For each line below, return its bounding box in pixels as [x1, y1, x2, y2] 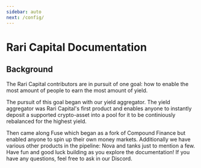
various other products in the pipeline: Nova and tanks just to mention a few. [6, 142, 196, 149]
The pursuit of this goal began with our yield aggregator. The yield [6, 98, 170, 105]
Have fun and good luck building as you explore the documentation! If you [6, 148, 190, 155]
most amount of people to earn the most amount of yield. [6, 87, 148, 94]
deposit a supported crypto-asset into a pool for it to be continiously [6, 111, 176, 118]
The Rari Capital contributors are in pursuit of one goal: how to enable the [6, 80, 189, 87]
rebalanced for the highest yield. [6, 117, 87, 125]
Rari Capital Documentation [6, 40, 147, 54]
